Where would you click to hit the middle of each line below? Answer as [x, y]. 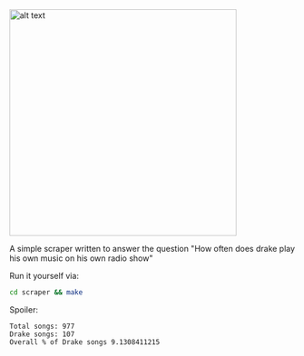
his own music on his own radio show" [81, 258]
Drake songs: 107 [42, 334]
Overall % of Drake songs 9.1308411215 [85, 342]
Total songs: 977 [42, 326]
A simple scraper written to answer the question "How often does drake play [152, 249]
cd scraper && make [46, 293]
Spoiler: [24, 309]
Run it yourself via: [44, 276]
